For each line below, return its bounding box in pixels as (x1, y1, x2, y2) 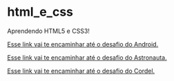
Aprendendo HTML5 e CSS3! (7, 27, 90, 35)
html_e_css (7, 4, 74, 20)
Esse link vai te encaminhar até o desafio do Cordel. (7, 67, 155, 75)
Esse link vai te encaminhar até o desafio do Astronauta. (7, 53, 167, 62)
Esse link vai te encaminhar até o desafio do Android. (7, 40, 159, 48)
